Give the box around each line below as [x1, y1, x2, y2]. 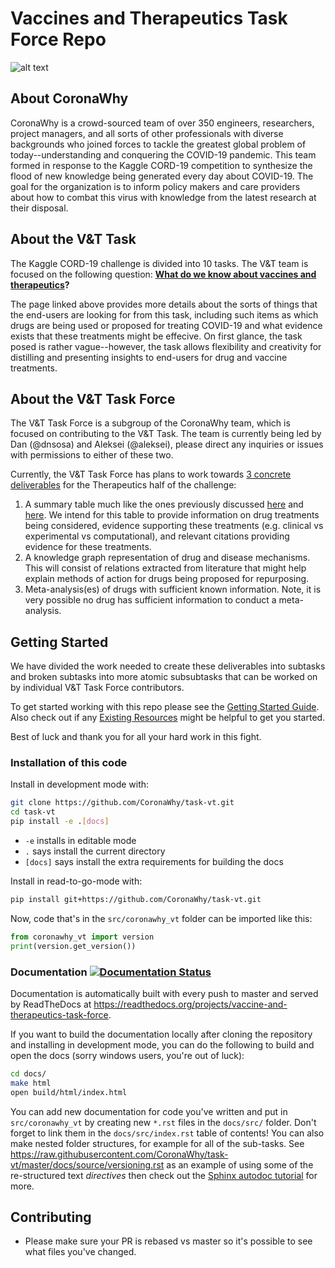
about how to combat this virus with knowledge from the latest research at [10, 191, 317, 203]
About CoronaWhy [10, 90, 129, 107]
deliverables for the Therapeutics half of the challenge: [10, 479, 237, 491]
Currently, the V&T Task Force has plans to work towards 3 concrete [10, 468, 292, 481]
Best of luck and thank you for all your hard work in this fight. [10, 731, 262, 743]
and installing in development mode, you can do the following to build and [10, 1039, 315, 1051]
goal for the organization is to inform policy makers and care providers [10, 180, 301, 192]
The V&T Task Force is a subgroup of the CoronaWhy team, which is [10, 417, 291, 429]
